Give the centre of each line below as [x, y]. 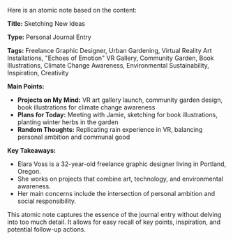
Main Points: [26, 86]
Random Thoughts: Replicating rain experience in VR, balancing [110, 129]
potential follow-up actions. [46, 229]
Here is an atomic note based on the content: [72, 10]
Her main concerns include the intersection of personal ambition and [116, 194]
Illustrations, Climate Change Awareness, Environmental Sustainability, [108, 65]
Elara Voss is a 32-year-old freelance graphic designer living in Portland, [122, 164]
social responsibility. [47, 201]
